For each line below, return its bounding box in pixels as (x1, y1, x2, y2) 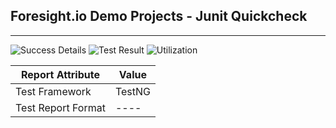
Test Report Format (15, 100, 106, 114)
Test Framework (15, 84, 92, 98)
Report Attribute (20, 67, 100, 81)
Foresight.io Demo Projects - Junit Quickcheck (10, 8, 308, 25)
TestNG (114, 84, 151, 98)
